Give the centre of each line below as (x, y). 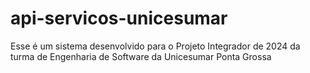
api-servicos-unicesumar (119, 18)
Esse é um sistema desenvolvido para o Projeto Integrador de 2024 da (155, 46)
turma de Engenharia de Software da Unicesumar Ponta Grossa (141, 56)
